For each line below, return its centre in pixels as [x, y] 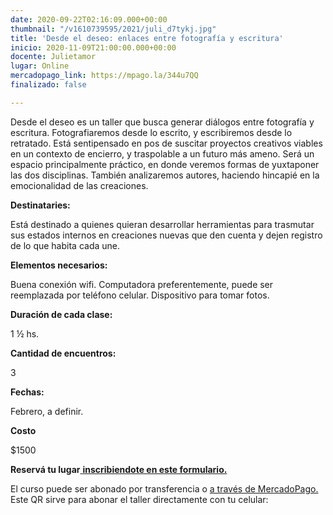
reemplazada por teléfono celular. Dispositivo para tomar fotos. [140, 295]
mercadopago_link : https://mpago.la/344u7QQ [104, 76]
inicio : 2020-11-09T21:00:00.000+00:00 [93, 47]
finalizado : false [48, 85]
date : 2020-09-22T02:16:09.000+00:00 [89, 19]
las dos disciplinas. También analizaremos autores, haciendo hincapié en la [165, 175]
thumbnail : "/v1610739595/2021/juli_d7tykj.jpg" [113, 29]
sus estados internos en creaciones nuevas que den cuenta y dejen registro [166, 235]
